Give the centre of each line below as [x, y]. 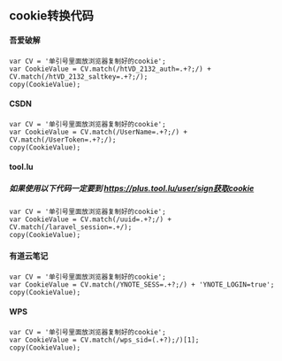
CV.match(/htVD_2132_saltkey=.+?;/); [79, 77]
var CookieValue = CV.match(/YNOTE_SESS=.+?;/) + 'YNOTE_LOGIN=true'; [142, 284]
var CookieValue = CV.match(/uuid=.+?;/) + [91, 219]
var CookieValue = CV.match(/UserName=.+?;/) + [99, 132]
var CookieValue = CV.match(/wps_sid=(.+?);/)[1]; [104, 340]
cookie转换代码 [52, 16]
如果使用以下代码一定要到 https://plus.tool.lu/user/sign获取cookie [132, 188]
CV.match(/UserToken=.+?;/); [63, 140]
